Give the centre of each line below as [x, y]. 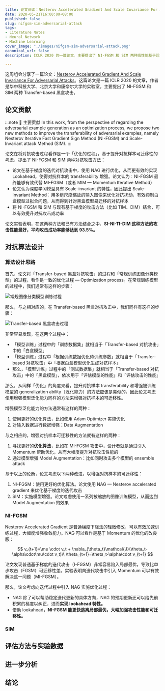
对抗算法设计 [25, 247]
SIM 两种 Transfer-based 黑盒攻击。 [42, 93]
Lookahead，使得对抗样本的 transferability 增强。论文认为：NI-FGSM [82, 176]
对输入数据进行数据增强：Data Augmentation [57, 425]
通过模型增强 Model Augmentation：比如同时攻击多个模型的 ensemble [83, 458]
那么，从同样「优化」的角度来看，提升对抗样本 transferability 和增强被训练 [81, 385]
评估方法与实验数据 [34, 646]
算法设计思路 [20, 262]
